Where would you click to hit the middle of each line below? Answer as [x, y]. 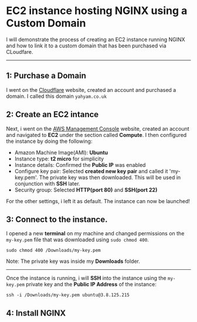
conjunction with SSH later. [47, 183]
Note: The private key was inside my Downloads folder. [73, 261]
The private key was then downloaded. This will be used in [110, 177]
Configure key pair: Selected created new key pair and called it [91, 171]
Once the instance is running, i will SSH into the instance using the [86, 278]
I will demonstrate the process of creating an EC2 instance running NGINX [96, 39]
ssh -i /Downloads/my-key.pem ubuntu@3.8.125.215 [68, 295]
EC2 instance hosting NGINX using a [97, 11]
